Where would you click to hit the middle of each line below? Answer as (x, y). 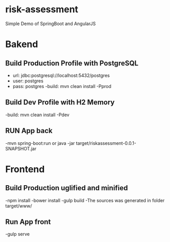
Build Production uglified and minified (67, 188)
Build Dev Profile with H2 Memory (60, 103)
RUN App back (29, 131)
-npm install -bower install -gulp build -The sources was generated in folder (85, 200)
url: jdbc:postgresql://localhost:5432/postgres (61, 75)
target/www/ (19, 206)
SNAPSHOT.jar (21, 148)
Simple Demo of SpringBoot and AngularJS (51, 24)
